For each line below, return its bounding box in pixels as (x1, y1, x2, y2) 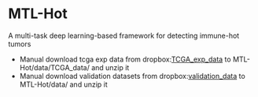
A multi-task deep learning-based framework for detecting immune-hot (8, 31, 240, 40)
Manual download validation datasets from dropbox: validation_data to (19, 71, 245, 80)
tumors (8, 39, 31, 48)
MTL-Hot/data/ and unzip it (19, 80, 108, 89)
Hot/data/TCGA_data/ (19, 62, 90, 72)
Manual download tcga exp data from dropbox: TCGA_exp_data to (19, 54, 231, 64)
